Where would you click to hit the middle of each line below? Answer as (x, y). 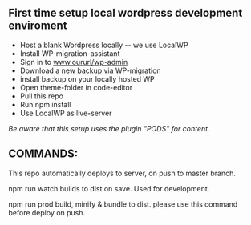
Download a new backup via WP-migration (91, 70)
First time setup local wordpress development (125, 13)
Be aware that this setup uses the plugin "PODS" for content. (109, 128)
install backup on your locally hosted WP (87, 78)
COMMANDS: (43, 154)
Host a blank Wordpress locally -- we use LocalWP (104, 45)
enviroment (38, 26)
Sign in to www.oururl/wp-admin (74, 62)
